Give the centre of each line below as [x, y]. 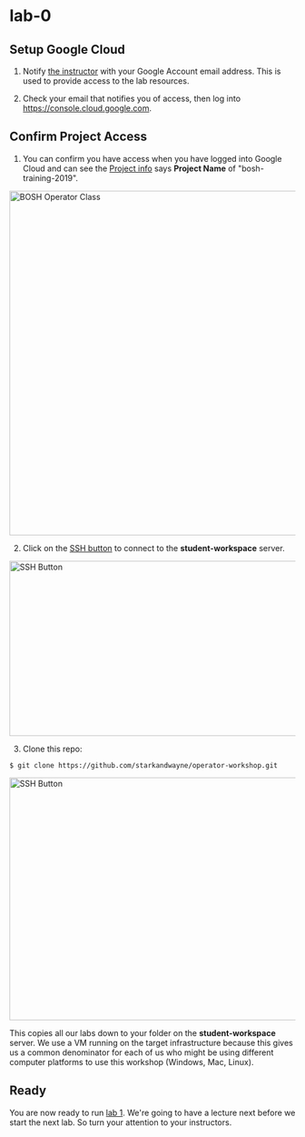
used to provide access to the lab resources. [106, 81]
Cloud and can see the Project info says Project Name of [129, 168]
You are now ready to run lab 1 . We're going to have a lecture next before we [152, 1112]
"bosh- [251, 168]
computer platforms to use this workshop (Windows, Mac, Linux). [132, 1062]
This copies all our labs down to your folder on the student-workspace [143, 1032]
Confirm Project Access [79, 137]
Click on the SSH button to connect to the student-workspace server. [153, 548]
